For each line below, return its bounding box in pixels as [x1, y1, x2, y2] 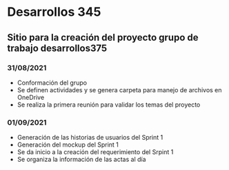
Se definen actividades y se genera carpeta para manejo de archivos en [17, 85, 222, 94]
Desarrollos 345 [7, 4, 101, 20]
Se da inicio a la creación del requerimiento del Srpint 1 [17, 148, 174, 156]
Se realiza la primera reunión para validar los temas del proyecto [17, 100, 201, 109]
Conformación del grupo [17, 78, 88, 87]
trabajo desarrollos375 [7, 42, 108, 54]
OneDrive [17, 93, 45, 101]
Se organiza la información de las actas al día [17, 156, 146, 164]
